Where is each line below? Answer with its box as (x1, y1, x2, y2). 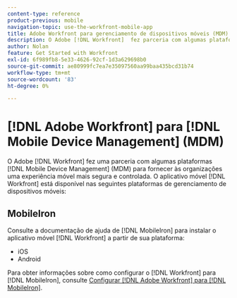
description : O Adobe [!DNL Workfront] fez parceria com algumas (7, 37, 207, 44)
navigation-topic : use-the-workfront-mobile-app (7, 23, 153, 30)
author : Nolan (7, 43, 49, 50)
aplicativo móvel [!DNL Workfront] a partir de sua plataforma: (7, 234, 185, 242)
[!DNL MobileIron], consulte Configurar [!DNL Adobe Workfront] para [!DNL (7, 276, 226, 284)
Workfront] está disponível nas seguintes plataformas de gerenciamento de (7, 180, 227, 188)
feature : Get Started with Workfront (7, 50, 119, 57)
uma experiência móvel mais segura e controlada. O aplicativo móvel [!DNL (7, 172, 226, 180)
